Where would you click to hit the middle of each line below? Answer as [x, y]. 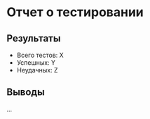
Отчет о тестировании [75, 12]
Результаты [34, 38]
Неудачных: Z [37, 70]
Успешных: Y [36, 63]
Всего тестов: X [40, 55]
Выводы [26, 92]
